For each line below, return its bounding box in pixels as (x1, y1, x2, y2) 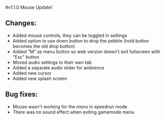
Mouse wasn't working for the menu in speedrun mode (12, 103, 128, 109)
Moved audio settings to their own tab (12, 59, 92, 65)
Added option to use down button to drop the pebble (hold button (12, 37, 149, 44)
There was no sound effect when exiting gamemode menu (12, 109, 135, 115)
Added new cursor (12, 70, 52, 76)
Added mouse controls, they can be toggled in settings (12, 32, 128, 38)
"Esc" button (12, 54, 39, 60)
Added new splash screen (12, 75, 67, 82)
